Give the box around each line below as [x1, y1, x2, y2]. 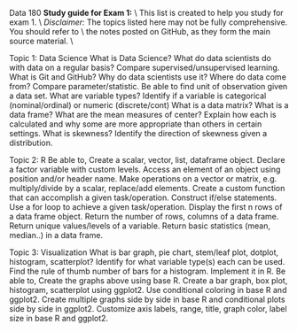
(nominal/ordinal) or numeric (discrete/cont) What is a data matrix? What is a [9, 100, 289, 110]
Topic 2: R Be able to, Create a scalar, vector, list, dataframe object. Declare [9, 155, 285, 165]
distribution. [9, 137, 53, 148]
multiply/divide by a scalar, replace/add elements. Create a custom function [9, 183, 285, 193]
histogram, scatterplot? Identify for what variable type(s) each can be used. [9, 257, 285, 266]
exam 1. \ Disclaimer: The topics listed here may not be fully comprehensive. [9, 17, 288, 27]
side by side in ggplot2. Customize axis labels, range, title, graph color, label [9, 304, 287, 313]
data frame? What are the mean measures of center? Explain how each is [9, 110, 277, 120]
